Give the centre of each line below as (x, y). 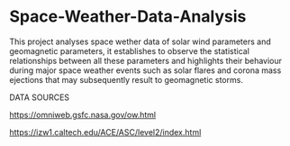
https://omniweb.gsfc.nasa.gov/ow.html (82, 114)
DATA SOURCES (40, 97)
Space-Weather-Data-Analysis (128, 17)
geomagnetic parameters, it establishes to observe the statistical (130, 50)
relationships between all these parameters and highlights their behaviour (145, 60)
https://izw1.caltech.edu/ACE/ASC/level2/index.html (105, 132)
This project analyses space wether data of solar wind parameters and (140, 41)
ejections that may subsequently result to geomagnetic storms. (126, 79)
